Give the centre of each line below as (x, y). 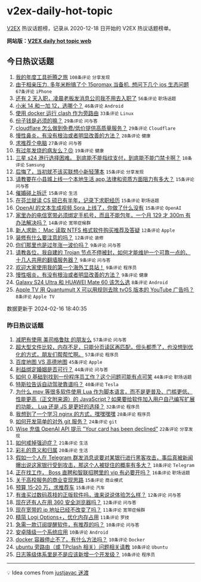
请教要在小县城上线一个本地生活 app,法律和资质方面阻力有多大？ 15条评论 (105, 179)
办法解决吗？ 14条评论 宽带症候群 (53, 222)
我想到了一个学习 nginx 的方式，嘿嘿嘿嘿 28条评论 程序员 (83, 414)
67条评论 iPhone (34, 91)
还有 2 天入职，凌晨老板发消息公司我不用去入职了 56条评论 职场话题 (96, 98)
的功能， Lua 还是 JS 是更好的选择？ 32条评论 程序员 (78, 407)
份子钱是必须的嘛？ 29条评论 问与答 (56, 120)
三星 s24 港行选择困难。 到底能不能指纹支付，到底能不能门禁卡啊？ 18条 (104, 158)
